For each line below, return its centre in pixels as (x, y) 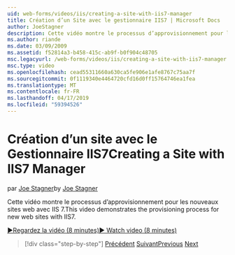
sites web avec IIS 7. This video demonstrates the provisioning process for (113, 209)
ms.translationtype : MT (42, 85)
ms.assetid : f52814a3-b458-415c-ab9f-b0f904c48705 (83, 53)
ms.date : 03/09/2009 (37, 46)
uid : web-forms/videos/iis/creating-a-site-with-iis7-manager (100, 14)
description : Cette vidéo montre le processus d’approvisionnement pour (115, 33)
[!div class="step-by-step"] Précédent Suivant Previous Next (111, 243)
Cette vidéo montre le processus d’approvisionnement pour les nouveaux (113, 202)
